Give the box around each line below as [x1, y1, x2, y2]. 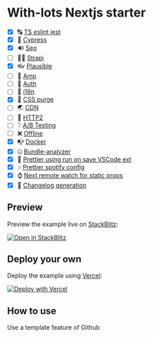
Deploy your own [7, 254, 81, 265]
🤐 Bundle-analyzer [17, 147, 71, 156]
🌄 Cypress [17, 36, 47, 44]
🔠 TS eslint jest [17, 28, 61, 36]
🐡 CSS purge [17, 95, 54, 104]
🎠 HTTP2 [17, 113, 43, 122]
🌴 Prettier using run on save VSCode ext [17, 155, 132, 163]
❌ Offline [17, 129, 43, 138]
